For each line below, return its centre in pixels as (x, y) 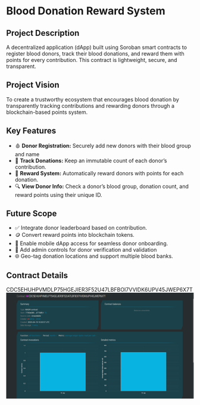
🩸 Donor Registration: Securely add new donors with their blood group (103, 146)
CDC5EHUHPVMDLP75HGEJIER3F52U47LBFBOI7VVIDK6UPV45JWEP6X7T (99, 290)
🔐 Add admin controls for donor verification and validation (86, 250)
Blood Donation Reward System (86, 11)
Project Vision (33, 85)
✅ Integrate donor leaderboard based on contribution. (81, 228)
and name (27, 154)
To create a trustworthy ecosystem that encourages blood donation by (93, 99)
